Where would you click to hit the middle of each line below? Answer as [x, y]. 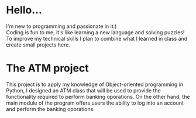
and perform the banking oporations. [50, 109]
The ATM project [47, 68]
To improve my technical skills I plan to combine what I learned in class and [97, 38]
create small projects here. [38, 45]
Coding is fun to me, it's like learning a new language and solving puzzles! [95, 32]
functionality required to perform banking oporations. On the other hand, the [98, 96]
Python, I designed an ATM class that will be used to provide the [83, 90]
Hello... [24, 10]
